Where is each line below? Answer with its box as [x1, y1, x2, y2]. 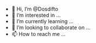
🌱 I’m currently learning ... [11, 18, 74, 24]
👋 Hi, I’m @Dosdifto [11, 6, 58, 12]
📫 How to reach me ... [11, 31, 66, 37]
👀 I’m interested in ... [11, 12, 61, 19]
